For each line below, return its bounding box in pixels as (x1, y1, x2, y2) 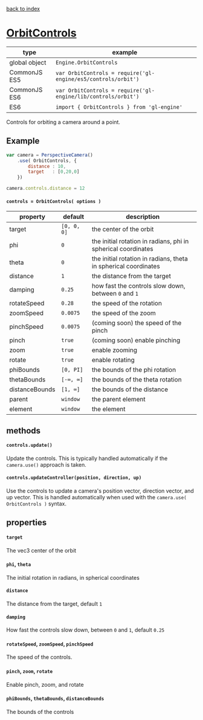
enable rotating (91, 356, 135, 365)
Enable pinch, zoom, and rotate (6, 681, 84, 688)
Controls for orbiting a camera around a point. (6, 118, 121, 126)
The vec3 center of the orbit (6, 546, 77, 554)
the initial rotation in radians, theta (91, 255, 188, 263)
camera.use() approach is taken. (6, 461, 86, 468)
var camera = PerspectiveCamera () (6, 152, 94, 158)
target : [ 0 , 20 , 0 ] (28, 169, 80, 175)
